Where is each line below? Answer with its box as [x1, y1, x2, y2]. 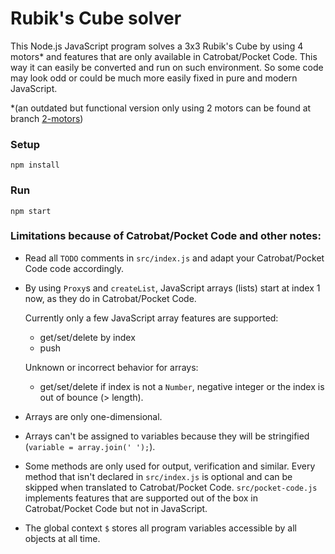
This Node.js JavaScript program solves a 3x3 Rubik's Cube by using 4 [10, 40, 304, 52]
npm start [10, 206, 52, 216]
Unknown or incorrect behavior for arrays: [24, 361, 199, 373]
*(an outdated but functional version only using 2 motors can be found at [10, 102, 312, 114]
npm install [10, 160, 60, 171]
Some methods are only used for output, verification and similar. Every [24, 460, 316, 472]
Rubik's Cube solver [10, 7, 182, 30]
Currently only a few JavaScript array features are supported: [24, 312, 279, 324]
